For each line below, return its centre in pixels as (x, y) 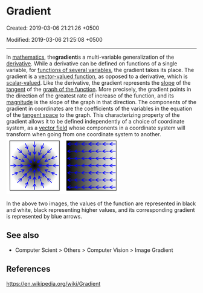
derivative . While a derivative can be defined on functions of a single (92, 63)
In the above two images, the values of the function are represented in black (101, 203)
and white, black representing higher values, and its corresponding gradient (101, 209)
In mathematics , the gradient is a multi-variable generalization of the (90, 57)
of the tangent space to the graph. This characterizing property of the (93, 115)
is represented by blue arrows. (44, 216)
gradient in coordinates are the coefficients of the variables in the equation (99, 108)
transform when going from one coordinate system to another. (84, 134)
